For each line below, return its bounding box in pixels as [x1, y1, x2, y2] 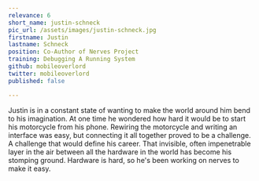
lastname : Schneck [8, 41, 68, 49]
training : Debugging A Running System [8, 56, 135, 63]
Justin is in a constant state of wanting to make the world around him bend [8, 105, 250, 114]
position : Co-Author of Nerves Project [8, 48, 139, 56]
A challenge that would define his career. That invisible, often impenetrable [8, 139, 251, 148]
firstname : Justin [8, 33, 68, 42]
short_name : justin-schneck [8, 19, 101, 27]
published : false [8, 77, 65, 85]
